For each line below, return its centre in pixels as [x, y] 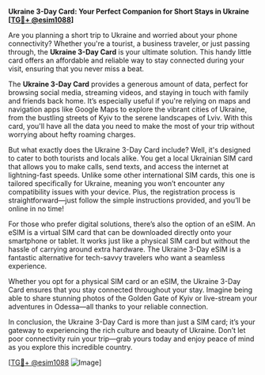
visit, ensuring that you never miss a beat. [76, 69]
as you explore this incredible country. [70, 347]
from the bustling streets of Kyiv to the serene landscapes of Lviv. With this [131, 117]
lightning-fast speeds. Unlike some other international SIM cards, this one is [132, 175]
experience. [28, 266]
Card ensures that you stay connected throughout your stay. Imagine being [131, 290]
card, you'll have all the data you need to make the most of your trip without [131, 126]
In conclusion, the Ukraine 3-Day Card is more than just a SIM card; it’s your [132, 322]
